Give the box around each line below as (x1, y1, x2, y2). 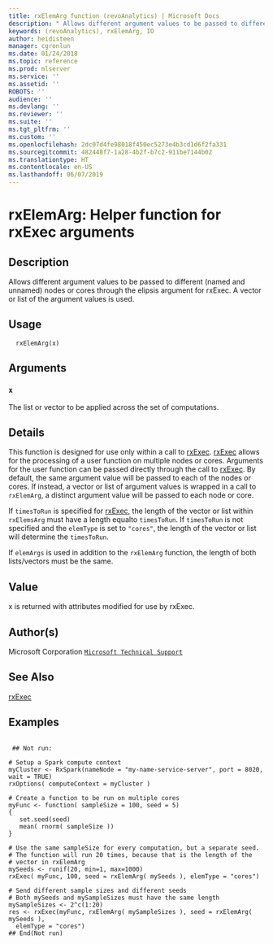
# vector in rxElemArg (8, 858, 85, 866)
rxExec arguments (8, 223, 136, 241)
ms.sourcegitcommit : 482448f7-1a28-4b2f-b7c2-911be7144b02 (8, 148, 213, 156)
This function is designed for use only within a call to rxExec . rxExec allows (8, 447, 260, 457)
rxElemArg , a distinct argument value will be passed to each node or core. (8, 490, 254, 500)
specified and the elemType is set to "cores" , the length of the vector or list (8, 524, 258, 533)
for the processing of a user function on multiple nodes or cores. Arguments (8, 456, 264, 466)
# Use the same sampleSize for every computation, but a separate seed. (8, 843, 260, 852)
